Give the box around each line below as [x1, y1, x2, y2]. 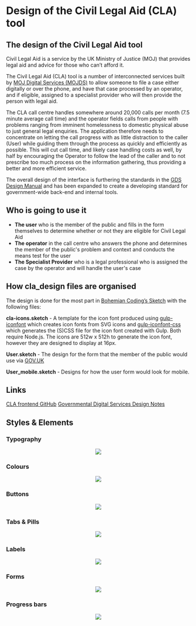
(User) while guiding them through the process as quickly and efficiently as [6, 140, 187, 147]
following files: [6, 303, 42, 310]
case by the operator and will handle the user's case [14, 264, 142, 271]
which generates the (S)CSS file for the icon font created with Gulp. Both [6, 327, 181, 334]
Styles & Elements [6, 417, 74, 427]
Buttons [6, 490, 29, 498]
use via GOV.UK [6, 357, 44, 364]
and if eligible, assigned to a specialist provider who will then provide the [6, 92, 181, 98]
